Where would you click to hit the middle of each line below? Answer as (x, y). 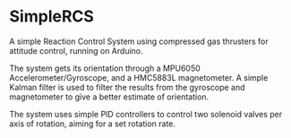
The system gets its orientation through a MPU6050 (105, 68)
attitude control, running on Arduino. (76, 50)
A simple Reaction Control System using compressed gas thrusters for (139, 41)
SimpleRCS (51, 17)
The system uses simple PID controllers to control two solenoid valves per (146, 114)
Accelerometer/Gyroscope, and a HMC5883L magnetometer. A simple (139, 77)
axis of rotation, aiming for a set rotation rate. (93, 124)
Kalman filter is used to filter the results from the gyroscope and (127, 87)
